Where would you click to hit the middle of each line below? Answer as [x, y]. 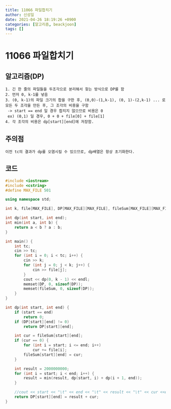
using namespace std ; [28, 200]
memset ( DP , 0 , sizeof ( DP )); [53, 284]
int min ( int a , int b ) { [32, 223]
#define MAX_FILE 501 [28, 190]
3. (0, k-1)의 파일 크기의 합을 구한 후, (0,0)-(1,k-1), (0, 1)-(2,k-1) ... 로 [85, 100]
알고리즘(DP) [25, 76]
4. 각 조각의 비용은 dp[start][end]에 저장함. [50, 122]
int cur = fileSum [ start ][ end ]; [49, 336]
